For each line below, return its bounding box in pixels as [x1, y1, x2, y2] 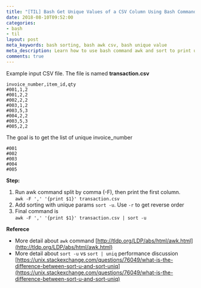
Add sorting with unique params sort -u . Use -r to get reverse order [14, 201, 184, 208]
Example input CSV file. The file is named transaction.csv [6, 69, 150, 77]
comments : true [6, 53, 44, 59]
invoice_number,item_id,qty [6, 81, 77, 87]
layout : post [6, 37, 39, 43]
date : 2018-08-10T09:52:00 [6, 14, 74, 20]
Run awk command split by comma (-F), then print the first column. [14, 188, 181, 195]
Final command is [14, 207, 59, 214]
